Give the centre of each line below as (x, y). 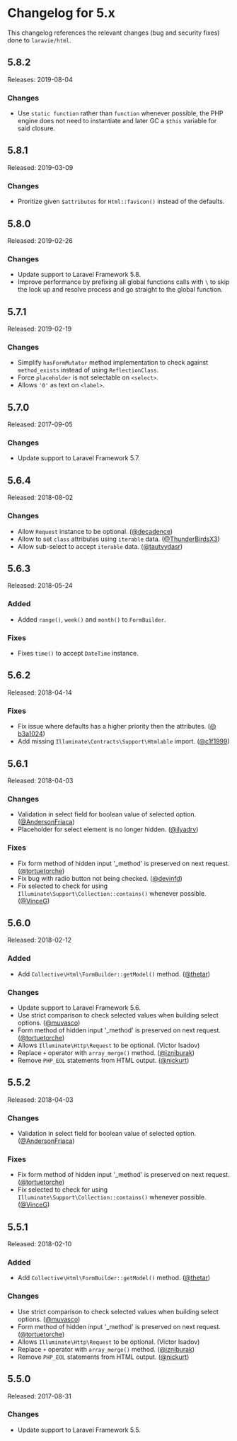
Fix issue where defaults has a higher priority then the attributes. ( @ (117, 727)
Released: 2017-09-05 (40, 425)
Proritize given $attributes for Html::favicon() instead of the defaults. (121, 201)
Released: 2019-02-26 (40, 240)
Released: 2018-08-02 (40, 498)
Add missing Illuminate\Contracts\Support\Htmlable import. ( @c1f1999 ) (123, 741)
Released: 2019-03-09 (40, 167)
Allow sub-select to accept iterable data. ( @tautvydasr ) (100, 546)
